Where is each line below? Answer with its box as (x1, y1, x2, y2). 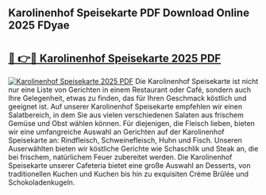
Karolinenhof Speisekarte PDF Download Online (8, 6, 250, 20)
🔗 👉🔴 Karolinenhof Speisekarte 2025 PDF (8, 52, 222, 65)
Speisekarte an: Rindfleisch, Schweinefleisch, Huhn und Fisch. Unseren (8, 136, 242, 145)
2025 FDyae (8, 19, 70, 32)
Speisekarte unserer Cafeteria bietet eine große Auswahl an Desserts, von (8, 161, 251, 170)
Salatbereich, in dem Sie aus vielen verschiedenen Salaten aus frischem (8, 110, 244, 120)
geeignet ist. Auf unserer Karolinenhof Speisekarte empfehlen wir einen (8, 102, 243, 111)
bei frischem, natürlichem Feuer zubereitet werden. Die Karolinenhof (8, 152, 233, 162)
